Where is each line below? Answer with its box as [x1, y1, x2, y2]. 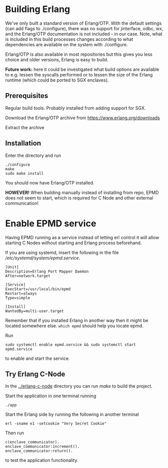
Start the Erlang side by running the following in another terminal [5, 411, 139, 418]
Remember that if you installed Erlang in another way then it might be [5, 317, 148, 323]
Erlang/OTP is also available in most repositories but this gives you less [5, 51, 152, 57]
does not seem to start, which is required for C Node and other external [5, 195, 153, 201]
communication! [5, 200, 39, 206]
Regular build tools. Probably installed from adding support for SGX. [5, 105, 146, 111]
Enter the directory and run [5, 152, 61, 158]
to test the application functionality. [5, 457, 78, 463]
